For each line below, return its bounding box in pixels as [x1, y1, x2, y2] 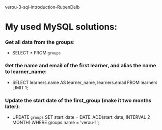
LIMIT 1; [12, 84, 28, 90]
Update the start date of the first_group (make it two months [5, 97, 152, 104]
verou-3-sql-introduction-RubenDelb [5, 4, 80, 10]
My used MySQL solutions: [5, 22, 118, 32]
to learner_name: [5, 68, 47, 75]
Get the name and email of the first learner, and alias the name [5, 62, 156, 69]
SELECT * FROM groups [12, 50, 61, 56]
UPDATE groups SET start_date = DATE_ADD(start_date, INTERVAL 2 [12, 114, 150, 120]
